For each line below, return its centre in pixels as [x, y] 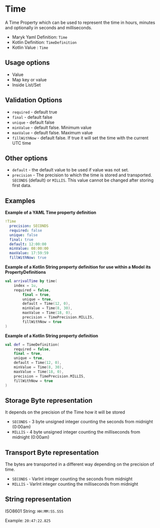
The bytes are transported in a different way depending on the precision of [80, 464]
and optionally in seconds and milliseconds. [49, 27]
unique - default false [33, 122]
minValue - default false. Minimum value [52, 127]
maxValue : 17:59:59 [29, 253]
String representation [38, 500]
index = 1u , [26, 285]
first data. [22, 186]
